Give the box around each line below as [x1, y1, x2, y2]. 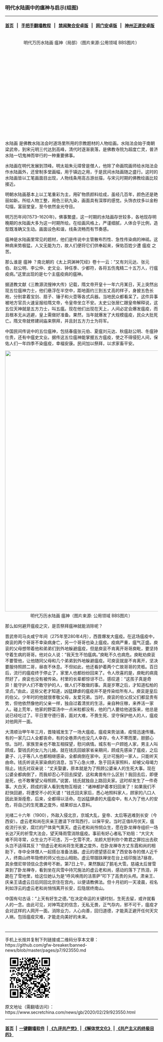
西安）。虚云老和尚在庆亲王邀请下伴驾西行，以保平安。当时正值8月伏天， [5, 818, 150, 824]
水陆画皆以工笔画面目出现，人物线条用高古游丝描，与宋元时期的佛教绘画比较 [5, 175, 158, 181]
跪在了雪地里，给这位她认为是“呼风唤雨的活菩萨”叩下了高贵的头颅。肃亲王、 [5, 873, 158, 879]
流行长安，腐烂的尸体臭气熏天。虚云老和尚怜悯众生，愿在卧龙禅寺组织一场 [9, 824, 158, 830]
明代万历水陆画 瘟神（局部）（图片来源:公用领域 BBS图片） [23, 39, 140, 45]
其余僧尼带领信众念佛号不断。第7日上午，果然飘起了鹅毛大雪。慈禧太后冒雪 [5, 860, 156, 867]
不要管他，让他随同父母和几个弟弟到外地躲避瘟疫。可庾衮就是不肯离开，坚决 [5, 658, 158, 663]
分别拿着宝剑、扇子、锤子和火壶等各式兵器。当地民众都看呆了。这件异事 [13, 293, 158, 299]
